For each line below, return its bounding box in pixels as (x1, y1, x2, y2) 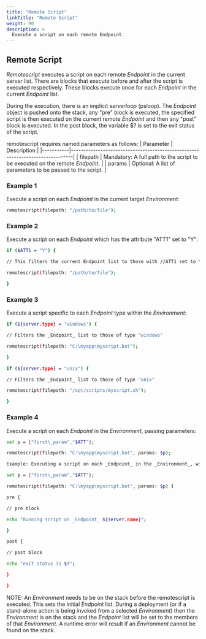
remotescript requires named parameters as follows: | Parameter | (6, 140, 173, 147)
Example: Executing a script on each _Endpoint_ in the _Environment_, (6, 461, 193, 467)
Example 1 (6, 182, 37, 190)
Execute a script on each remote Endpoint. (12, 32, 124, 38)
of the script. (6, 128, 39, 136)
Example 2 (6, 222, 39, 231)
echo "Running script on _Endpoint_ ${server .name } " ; (6, 516, 147, 522)
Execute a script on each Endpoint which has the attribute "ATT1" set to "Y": (6, 235, 198, 243)
